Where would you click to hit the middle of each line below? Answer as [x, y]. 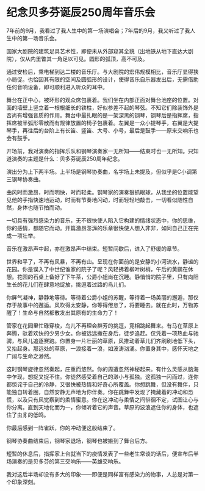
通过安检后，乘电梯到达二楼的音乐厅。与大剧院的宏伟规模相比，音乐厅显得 [100, 71]
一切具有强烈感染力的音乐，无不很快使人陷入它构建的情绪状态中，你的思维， [103, 220]
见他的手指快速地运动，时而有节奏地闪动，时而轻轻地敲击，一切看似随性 [97, 199]
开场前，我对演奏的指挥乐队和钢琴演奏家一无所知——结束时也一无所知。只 [100, 151]
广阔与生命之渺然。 [31, 356]
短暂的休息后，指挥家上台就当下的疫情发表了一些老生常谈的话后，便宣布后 [100, 453]
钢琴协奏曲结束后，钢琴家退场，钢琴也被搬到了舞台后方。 [78, 440]
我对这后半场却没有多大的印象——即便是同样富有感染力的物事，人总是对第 [100, 474]
